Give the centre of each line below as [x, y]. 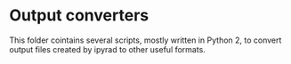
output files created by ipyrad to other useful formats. [108, 49]
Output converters [79, 16]
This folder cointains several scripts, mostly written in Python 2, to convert [145, 40]
